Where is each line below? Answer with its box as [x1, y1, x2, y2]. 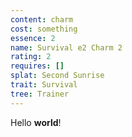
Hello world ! [10, 116, 62, 128]
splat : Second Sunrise [10, 71, 105, 81]
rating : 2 [10, 52, 52, 62]
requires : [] [10, 61, 65, 71]
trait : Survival [10, 80, 78, 90]
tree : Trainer [10, 89, 70, 99]
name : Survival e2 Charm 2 [10, 42, 123, 53]
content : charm [10, 14, 74, 25]
